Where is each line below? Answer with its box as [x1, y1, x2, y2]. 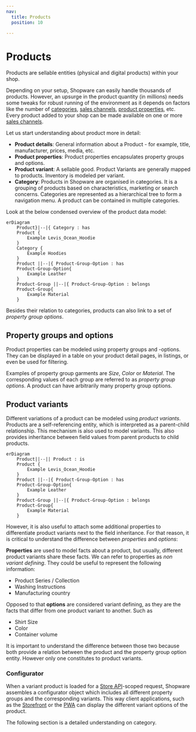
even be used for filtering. [6, 359, 68, 366]
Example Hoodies [27, 251, 67, 257]
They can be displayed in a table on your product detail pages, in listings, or [6, 352, 189, 359]
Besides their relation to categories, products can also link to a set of [6, 307, 172, 314]
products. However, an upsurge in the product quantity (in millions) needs [6, 93, 184, 100]
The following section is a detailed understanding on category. [6, 719, 157, 726]
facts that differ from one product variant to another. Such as [6, 607, 153, 614]
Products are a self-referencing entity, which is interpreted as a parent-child [6, 421, 190, 428]
